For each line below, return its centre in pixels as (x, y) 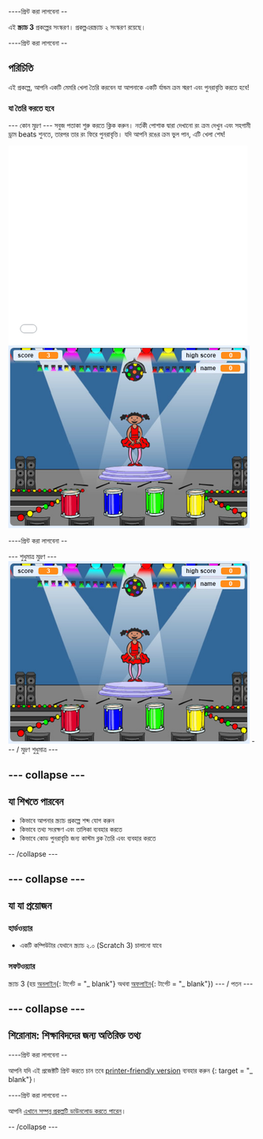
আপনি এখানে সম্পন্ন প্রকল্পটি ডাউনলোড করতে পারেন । (67, 1111)
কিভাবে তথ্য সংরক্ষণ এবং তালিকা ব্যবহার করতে (71, 830)
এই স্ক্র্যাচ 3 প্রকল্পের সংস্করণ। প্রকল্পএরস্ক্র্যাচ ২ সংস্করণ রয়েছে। (77, 27)
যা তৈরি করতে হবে (31, 108)
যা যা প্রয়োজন (30, 906)
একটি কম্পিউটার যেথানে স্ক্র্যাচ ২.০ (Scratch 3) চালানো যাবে (90, 946)
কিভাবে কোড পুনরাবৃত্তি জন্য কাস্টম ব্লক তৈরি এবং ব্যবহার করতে (88, 838)
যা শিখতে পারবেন (36, 802)
